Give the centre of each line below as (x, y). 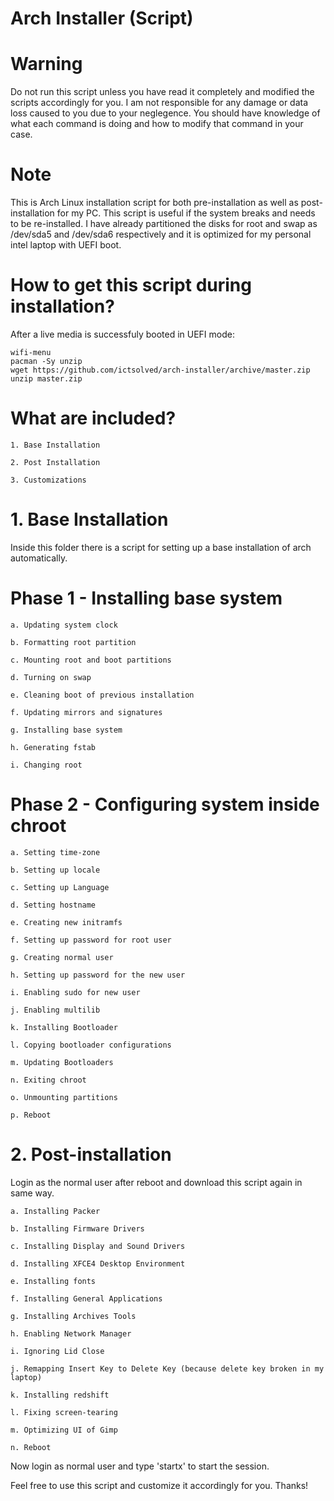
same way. (32, 1193)
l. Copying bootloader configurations (91, 1045)
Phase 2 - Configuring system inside (165, 804)
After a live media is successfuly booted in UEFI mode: (122, 334)
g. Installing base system (66, 730)
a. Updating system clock (64, 625)
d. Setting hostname (53, 905)
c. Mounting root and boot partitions (91, 660)
